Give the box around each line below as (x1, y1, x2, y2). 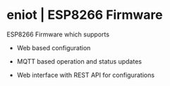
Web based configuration (16, 43, 91, 52)
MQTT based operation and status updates (16, 57, 142, 66)
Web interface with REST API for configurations (16, 71, 155, 79)
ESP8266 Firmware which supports (6, 30, 110, 38)
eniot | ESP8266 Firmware (6, 7, 163, 23)
